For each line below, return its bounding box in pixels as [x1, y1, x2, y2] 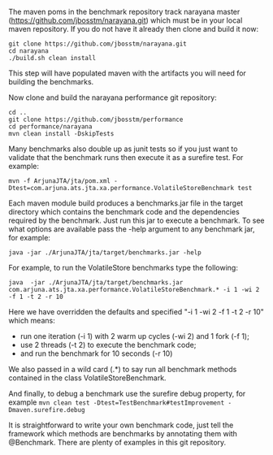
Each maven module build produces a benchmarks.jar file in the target [8, 198, 244, 208]
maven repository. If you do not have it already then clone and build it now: [8, 24, 258, 33]
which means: [8, 316, 55, 325]
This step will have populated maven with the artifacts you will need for [8, 68, 246, 78]
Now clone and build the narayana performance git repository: [8, 93, 217, 102]
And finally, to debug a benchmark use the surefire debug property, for [8, 389, 246, 398]
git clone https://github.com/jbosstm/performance [8, 115, 184, 123]
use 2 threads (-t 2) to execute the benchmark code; [19, 340, 197, 349]
